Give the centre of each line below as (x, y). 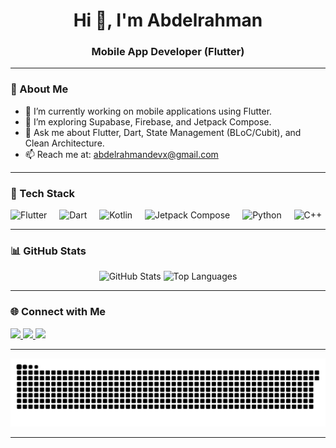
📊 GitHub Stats (48, 251)
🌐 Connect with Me (58, 312)
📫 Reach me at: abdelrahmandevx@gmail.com (121, 154)
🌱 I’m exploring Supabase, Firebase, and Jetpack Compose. (148, 121)
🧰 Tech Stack (43, 193)
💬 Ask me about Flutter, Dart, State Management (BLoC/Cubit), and (163, 132)
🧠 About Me (39, 89)
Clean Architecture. (64, 143)
